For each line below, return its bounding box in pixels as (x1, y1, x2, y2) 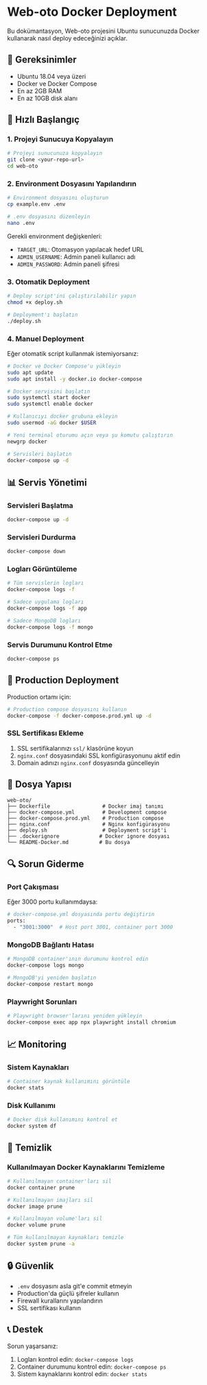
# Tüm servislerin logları (7, 580, 84, 587)
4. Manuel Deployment (7, 334, 84, 344)
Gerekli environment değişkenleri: (7, 232, 102, 240)
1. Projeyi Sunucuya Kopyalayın (7, 134, 114, 144)
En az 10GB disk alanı (16, 94, 77, 102)
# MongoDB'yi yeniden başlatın (7, 974, 97, 981)
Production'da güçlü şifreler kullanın (16, 1289, 119, 1297)
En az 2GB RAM (16, 86, 62, 95)
